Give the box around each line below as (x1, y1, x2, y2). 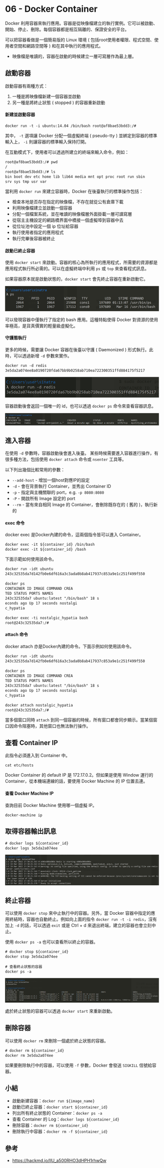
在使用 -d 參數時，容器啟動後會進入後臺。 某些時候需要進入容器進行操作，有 (5, 450, 159, 456)
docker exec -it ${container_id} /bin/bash (5, 542, 95, 547)
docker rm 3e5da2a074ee (5, 1053, 54, 1058)
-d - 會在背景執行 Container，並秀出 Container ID (12, 484, 111, 489)
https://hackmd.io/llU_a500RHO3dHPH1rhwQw (12, 1158, 106, 1164)
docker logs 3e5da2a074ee (5, 846, 58, 851)
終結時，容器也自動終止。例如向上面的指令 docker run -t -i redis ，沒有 (9, 916, 157, 922)
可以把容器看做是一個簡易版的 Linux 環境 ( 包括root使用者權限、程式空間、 (5, 37, 155, 43)
